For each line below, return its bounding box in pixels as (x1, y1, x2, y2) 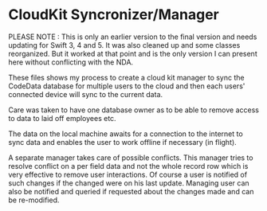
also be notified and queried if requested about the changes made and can (8, 186, 254, 196)
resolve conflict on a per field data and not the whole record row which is (8, 161, 249, 170)
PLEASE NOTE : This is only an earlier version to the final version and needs (8, 32, 257, 41)
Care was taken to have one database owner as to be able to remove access (8, 105, 259, 115)
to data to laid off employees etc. (8, 113, 117, 123)
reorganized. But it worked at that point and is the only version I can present (8, 49, 257, 58)
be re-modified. (8, 195, 60, 205)
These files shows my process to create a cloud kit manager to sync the (8, 72, 245, 82)
